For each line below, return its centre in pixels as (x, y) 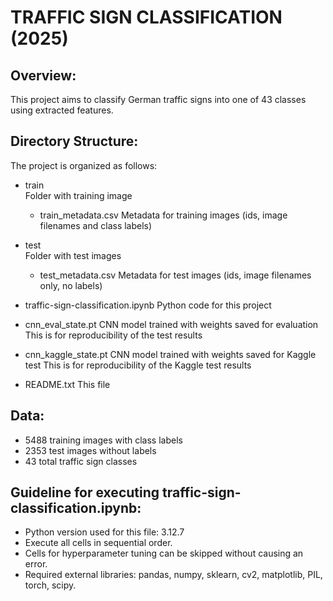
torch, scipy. (50, 585)
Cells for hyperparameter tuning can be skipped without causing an (164, 553)
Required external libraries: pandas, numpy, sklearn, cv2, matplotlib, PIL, (173, 575)
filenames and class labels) (96, 225)
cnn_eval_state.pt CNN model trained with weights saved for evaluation (171, 324)
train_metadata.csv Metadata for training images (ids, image (163, 215)
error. (36, 564)
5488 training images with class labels (103, 440)
